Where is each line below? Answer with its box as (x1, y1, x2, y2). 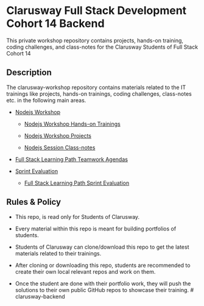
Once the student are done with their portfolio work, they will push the (15, 280, 191, 287)
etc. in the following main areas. (6, 96, 86, 104)
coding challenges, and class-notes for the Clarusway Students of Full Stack (6, 43, 199, 51)
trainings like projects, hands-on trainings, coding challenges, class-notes (6, 90, 192, 98)
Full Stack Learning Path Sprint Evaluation (24, 179, 130, 187)
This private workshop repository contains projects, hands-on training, (6, 37, 184, 44)
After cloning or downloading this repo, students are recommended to (15, 262, 191, 269)
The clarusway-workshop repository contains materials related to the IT (6, 84, 186, 91)
